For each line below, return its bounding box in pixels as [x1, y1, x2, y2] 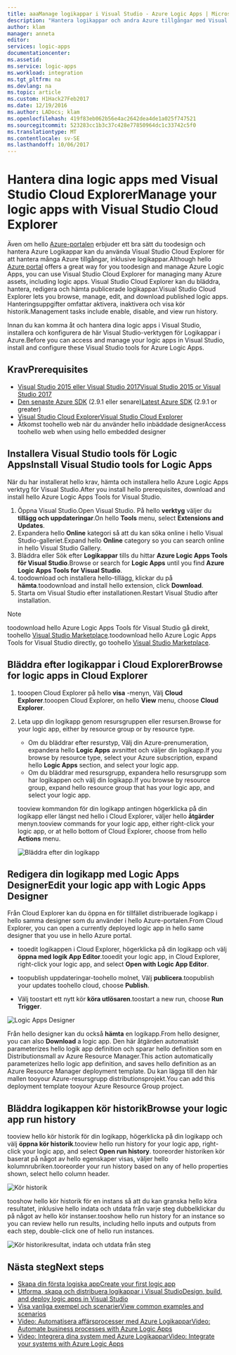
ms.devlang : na [7, 82, 52, 89]
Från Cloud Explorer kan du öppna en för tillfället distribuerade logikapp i [7, 909, 218, 917]
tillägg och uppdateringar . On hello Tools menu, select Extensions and [17, 514, 224, 522]
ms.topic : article [7, 89, 61, 96]
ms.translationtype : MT [7, 128, 77, 135]
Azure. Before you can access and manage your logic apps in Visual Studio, [7, 336, 225, 345]
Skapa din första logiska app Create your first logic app [17, 1280, 176, 1288]
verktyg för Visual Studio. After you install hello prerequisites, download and [7, 485, 226, 493]
